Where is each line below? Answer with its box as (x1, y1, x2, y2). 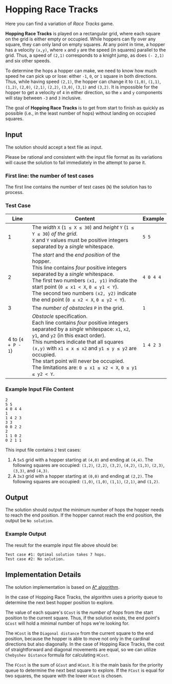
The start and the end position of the (32, 251, 120, 259)
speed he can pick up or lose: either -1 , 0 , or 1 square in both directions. (5, 73, 158, 79)
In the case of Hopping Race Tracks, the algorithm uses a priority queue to (5, 594, 163, 600)
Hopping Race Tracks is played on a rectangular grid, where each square (5, 30, 160, 36)
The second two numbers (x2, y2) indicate (32, 290, 137, 297)
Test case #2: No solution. (5, 557, 66, 562)
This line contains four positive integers (32, 264, 127, 271)
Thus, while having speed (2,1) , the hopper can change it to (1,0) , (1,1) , (5, 78, 161, 84)
